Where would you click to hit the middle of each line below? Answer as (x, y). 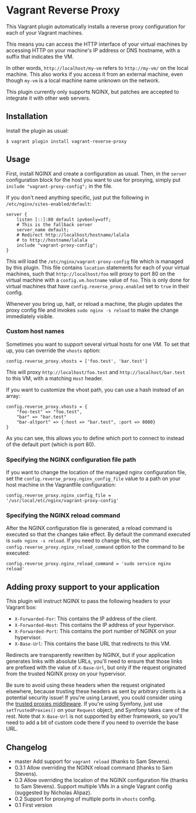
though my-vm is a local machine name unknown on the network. (83, 80)
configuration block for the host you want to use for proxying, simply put (93, 180)
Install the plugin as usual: (37, 130)
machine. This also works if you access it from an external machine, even (94, 74)
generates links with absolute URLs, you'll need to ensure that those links (94, 662)
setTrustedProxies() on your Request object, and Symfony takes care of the (97, 710)
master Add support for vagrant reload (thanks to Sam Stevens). (93, 761)
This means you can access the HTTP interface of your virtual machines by (97, 44)
